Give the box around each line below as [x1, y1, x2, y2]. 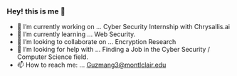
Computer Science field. [16, 53, 88, 61]
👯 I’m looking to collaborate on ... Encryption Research [16, 38, 177, 46]
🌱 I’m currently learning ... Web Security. [16, 30, 136, 38]
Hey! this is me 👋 [6, 6, 65, 16]
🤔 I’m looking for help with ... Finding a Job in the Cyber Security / [16, 45, 211, 54]
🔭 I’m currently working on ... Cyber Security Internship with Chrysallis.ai [16, 23, 231, 31]
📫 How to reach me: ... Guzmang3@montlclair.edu [16, 60, 167, 70]
